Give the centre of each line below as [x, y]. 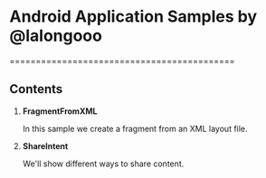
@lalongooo [56, 36]
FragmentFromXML [60, 111]
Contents [36, 89]
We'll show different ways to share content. [103, 164]
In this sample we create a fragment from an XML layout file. [135, 128]
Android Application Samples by [133, 17]
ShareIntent [45, 145]
